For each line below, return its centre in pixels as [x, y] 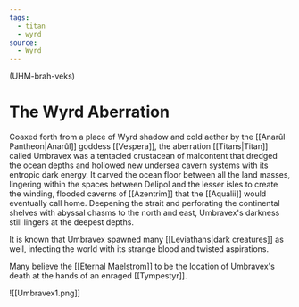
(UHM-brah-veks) [42, 76]
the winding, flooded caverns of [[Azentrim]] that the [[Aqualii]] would [138, 194]
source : [24, 42]
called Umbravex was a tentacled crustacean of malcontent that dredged [144, 156]
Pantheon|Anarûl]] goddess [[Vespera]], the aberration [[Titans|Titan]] [139, 146]
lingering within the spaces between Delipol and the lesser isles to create [144, 185]
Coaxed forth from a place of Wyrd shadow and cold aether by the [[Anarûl [147, 137]
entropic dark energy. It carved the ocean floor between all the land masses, [150, 175]
